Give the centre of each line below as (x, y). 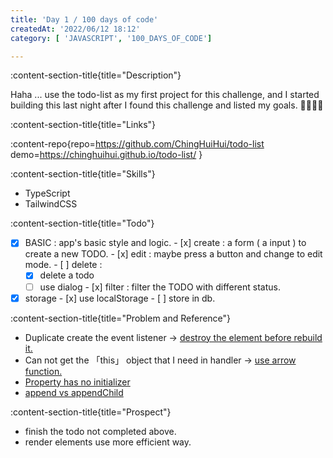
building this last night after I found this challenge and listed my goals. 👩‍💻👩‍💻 (167, 105)
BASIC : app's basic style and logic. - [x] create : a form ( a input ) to (165, 243)
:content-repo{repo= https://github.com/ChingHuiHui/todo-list (137, 144)
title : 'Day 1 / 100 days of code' (84, 19)
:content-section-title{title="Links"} (83, 125)
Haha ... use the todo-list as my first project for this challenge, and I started (165, 95)
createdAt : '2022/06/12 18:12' (75, 29)
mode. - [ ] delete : (63, 265)
